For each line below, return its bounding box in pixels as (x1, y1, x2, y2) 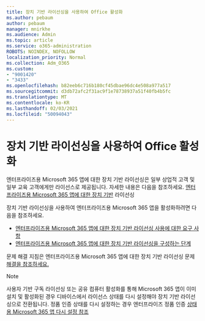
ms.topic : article (6, 37, 53, 43)
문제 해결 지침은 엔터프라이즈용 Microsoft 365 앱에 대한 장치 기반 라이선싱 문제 (6, 253, 195, 260)
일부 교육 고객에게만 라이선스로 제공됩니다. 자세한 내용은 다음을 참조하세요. (6, 184, 185, 191)
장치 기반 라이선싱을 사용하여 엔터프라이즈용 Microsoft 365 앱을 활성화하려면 (6, 204, 191, 211)
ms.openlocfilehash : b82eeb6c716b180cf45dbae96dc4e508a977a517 (6, 83, 171, 89)
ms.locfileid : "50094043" (6, 111, 72, 117)
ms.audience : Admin (6, 32, 56, 38)
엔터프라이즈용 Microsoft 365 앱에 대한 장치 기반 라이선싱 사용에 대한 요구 (15, 225, 193, 232)
